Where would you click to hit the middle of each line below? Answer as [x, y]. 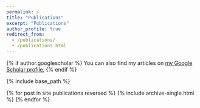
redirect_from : [26, 35]
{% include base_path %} [38, 81]
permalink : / [23, 12]
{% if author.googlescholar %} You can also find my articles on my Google [99, 63]
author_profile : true [34, 29]
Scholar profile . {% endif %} [42, 69]
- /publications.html [39, 46]
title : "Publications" [35, 18]
